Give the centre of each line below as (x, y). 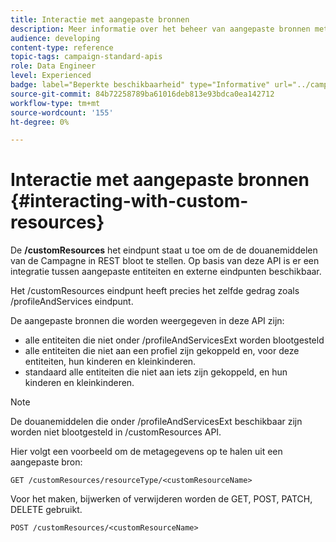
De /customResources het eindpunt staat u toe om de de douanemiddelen (164, 250)
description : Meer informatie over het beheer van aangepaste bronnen (160, 29)
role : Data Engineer (53, 66)
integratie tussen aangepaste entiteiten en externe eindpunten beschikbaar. (166, 272)
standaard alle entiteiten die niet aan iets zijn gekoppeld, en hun (156, 372)
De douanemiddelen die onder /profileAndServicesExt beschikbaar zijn (156, 422)
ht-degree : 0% (40, 122)
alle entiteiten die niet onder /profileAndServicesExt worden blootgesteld (174, 340)
